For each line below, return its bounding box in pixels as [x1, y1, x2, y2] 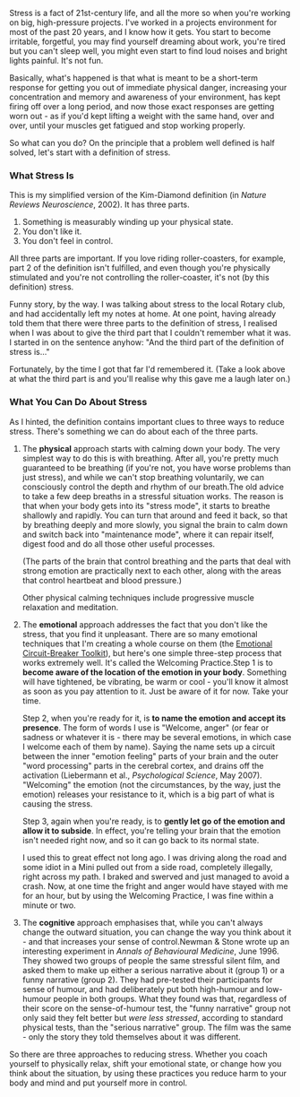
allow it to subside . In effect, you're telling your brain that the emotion [21, 825, 281, 836]
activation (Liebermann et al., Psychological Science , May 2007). [21, 770, 262, 781]
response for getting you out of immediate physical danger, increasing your [9, 82, 287, 92]
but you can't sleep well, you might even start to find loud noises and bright [9, 46, 288, 56]
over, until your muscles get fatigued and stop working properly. [9, 120, 246, 131]
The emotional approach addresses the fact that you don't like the [21, 618, 269, 630]
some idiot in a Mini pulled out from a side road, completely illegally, [21, 861, 273, 872]
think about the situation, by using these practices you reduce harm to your [9, 1067, 287, 1078]
